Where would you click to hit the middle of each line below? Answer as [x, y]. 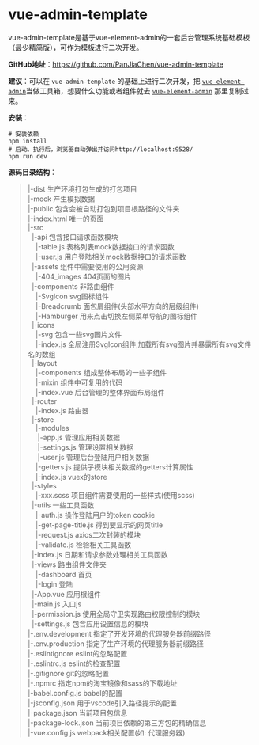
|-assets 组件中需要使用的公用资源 [87, 266]
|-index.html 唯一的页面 [66, 219]
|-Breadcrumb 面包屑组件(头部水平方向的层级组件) [117, 306]
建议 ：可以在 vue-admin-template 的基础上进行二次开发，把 [104, 81]
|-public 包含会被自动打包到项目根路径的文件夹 [103, 208]
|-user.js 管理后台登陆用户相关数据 [94, 457]
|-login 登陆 [54, 584]
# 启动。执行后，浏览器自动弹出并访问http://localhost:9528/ [101, 149]
